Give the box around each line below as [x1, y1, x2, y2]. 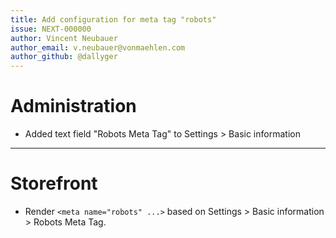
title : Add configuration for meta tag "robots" [10, 14, 217, 25]
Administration [10, 95, 137, 118]
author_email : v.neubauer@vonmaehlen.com [10, 42, 186, 53]
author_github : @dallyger [10, 52, 118, 62]
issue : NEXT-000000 [10, 24, 92, 34]
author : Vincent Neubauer [10, 33, 118, 43]
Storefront [10, 172, 98, 195]
